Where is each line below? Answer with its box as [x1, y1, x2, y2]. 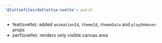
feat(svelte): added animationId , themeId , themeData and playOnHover [12, 21, 157, 27]
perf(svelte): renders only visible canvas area [12, 32, 108, 38]
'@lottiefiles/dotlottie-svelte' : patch [5, 7, 93, 13]
